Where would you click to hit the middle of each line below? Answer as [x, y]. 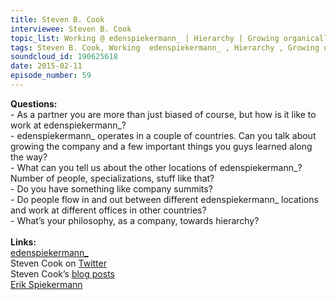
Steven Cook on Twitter [58, 263]
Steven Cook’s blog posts [62, 273]
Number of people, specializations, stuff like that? [112, 178]
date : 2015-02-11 [46, 66]
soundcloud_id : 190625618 [64, 57]
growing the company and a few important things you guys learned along [161, 146]
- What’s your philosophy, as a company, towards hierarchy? [135, 220]
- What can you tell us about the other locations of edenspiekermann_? [156, 167]
